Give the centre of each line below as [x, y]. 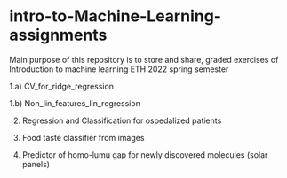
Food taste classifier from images [83, 137]
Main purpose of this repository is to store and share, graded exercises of [144, 59]
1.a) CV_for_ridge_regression [61, 86]
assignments [58, 35]
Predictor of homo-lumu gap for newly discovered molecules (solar [145, 155]
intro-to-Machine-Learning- [116, 16]
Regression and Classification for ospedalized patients [122, 120]
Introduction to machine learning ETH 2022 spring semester [119, 69]
